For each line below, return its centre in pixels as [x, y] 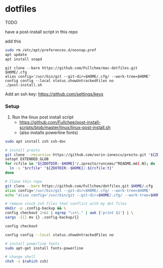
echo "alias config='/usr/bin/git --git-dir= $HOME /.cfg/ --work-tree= [78, 195]
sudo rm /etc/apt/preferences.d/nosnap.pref [51, 50]
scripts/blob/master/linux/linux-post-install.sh [65, 127]
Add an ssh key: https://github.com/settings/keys [54, 94]
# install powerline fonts [32, 244]
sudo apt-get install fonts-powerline [44, 248]
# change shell [20, 257]
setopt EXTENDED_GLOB [27, 159]
